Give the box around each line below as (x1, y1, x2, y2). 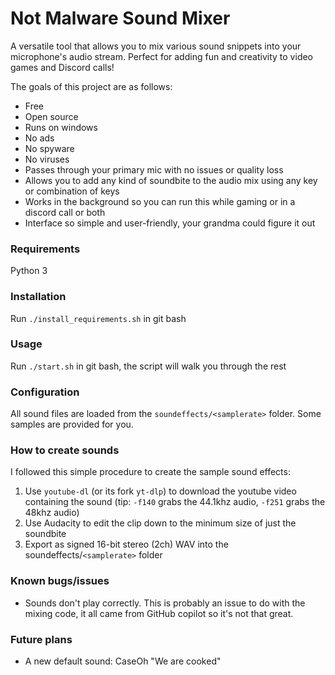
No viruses (24, 153, 70, 165)
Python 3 (10, 265, 48, 277)
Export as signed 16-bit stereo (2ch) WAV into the (24, 538, 229, 551)
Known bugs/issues (10, 574, 110, 588)
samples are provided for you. (10, 418, 134, 431)
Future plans (10, 632, 73, 646)
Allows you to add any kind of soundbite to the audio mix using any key (24, 174, 318, 186)
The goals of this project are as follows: (10, 80, 173, 92)
